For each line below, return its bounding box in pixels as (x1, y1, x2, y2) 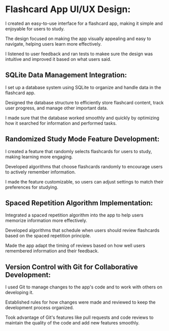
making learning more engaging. (5, 154, 73, 160)
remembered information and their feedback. (5, 248, 99, 254)
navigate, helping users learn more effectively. (5, 41, 102, 47)
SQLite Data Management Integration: (5, 71, 128, 80)
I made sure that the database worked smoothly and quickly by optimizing (5, 115, 159, 121)
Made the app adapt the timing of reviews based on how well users (5, 242, 145, 249)
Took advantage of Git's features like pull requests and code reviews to (5, 314, 154, 320)
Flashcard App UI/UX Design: (5, 4, 131, 15)
